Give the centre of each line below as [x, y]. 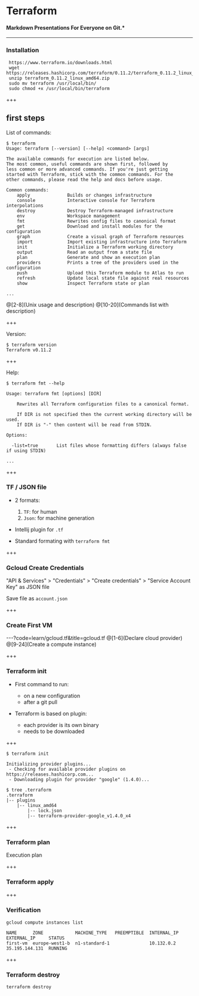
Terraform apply [30, 882]
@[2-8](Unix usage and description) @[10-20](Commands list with [87, 305]
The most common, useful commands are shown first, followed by [87, 164]
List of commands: [29, 132]
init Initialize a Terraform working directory [95, 247]
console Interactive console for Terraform [86, 200]
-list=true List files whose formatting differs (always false [99, 446]
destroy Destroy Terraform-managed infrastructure [95, 211]
